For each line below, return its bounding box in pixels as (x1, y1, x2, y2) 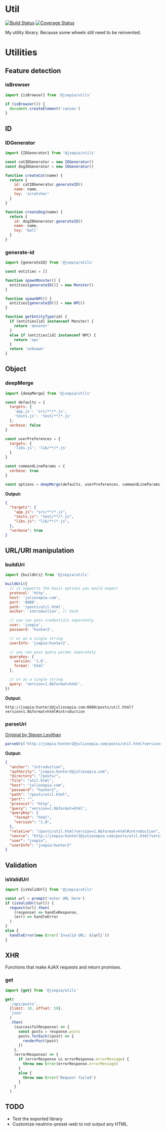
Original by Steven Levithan (5, 731, 61, 737)
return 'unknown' (9, 347, 45, 352)
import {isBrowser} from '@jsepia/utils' (5, 93, 92, 98)
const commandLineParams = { (5, 464, 65, 469)
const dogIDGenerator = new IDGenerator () (5, 164, 94, 169)
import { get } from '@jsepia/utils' (5, 988, 79, 993)
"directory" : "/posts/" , (9, 773, 61, 778)
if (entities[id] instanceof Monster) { (9, 319, 94, 324)
